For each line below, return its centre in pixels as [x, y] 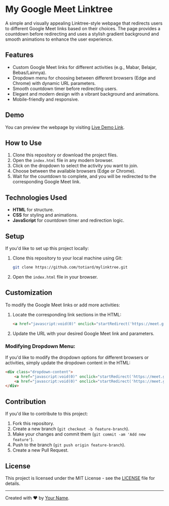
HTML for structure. [33, 210]
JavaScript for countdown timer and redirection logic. [68, 220]
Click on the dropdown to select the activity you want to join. [75, 166]
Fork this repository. [33, 424]
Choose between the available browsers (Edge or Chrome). [74, 171]
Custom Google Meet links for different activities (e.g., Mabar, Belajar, [84, 67]
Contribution [26, 402]
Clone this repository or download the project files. [65, 155]
